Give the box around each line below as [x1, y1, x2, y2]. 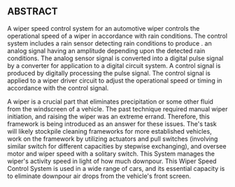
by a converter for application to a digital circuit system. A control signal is [7, 61, 221, 69]
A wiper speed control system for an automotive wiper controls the [7, 24, 200, 32]
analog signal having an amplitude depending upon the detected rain [7, 46, 206, 55]
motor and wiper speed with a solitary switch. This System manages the [7, 149, 215, 158]
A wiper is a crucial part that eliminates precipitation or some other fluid [7, 97, 213, 106]
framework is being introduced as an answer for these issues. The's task [7, 119, 217, 128]
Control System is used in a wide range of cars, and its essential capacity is [7, 164, 225, 172]
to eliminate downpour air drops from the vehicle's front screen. [7, 172, 191, 180]
